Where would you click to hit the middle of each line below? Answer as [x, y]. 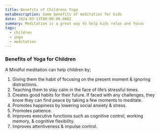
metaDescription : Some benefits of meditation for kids [64, 14]
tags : [11, 28]
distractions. [25, 85]
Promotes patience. [32, 111]
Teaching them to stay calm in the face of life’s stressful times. [76, 90]
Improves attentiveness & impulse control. [55, 127]
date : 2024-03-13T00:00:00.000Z [38, 19]
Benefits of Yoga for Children [41, 59]
